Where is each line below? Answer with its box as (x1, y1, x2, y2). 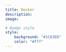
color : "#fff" (14, 39, 43, 45)
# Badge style (5, 25, 35, 30)
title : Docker (5, 7, 35, 12)
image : (5, 16, 19, 21)
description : (5, 12, 32, 17)
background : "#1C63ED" (14, 35, 61, 40)
